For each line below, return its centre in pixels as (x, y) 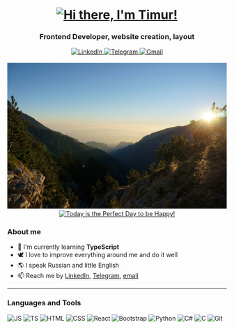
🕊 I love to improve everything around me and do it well (97, 255)
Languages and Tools (44, 303)
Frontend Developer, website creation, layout (117, 37)
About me (24, 232)
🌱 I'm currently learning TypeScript (68, 247)
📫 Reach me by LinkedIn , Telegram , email (78, 276)
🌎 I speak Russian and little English (68, 266)
